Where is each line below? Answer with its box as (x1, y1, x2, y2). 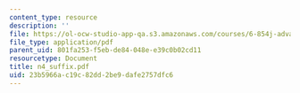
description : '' (9, 21, 70, 30)
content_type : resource (9, 12, 98, 22)
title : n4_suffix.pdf (9, 63, 90, 72)
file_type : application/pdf (9, 37, 114, 47)
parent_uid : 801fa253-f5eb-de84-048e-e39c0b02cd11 (9, 46, 202, 55)
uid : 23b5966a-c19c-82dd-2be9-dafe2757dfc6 (9, 71, 174, 80)
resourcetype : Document (9, 54, 98, 63)
